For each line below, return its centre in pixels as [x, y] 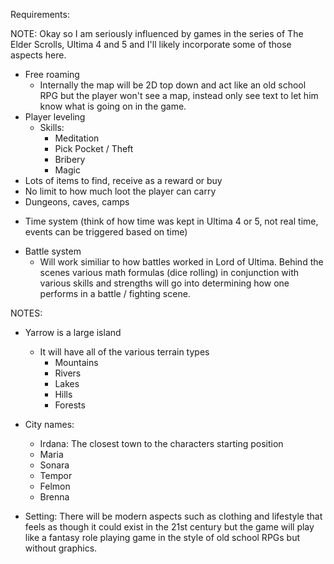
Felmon [55, 486]
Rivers [68, 373]
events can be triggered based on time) [106, 232]
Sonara [54, 465]
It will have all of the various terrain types [124, 352]
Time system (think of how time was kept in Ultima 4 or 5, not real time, [171, 221]
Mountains [76, 362]
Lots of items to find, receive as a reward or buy [123, 180]
